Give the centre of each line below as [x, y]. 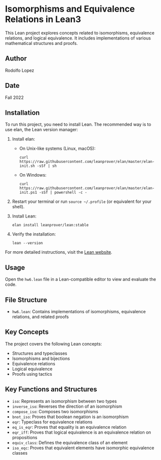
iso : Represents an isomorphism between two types [64, 401]
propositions [25, 437]
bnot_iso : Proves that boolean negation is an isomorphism [70, 417]
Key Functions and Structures [51, 390]
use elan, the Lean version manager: [42, 130]
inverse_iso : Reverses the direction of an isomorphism [67, 406]
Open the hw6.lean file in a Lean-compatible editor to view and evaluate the [81, 280]
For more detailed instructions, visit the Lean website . [59, 252]
